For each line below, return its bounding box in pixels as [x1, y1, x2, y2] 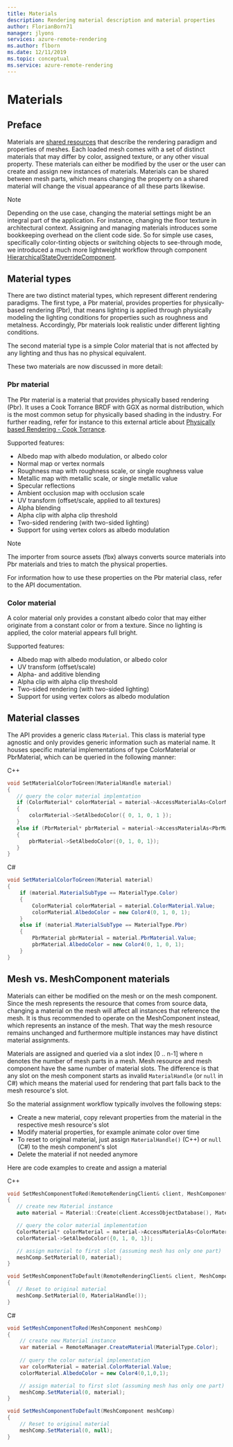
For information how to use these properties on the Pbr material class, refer [7, 573, 223, 581]
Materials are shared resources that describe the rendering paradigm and [7, 137, 217, 146]
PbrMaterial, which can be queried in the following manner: [7, 753, 177, 761]
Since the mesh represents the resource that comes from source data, [7, 999, 208, 1007]
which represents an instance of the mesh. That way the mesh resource [7, 1021, 213, 1029]
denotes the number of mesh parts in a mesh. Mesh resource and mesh [7, 1056, 212, 1065]
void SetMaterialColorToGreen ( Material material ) [7, 877, 154, 884]
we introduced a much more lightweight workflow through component [7, 246, 207, 254]
